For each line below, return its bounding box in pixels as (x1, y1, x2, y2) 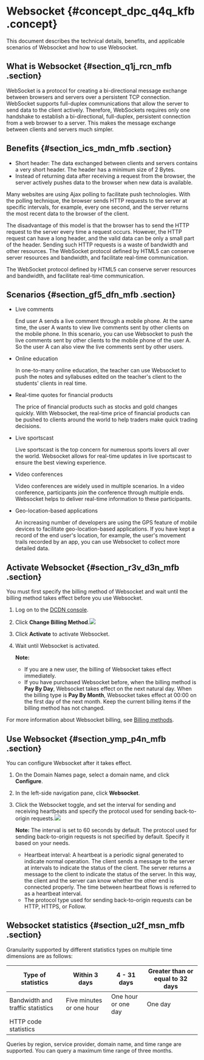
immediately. (24, 672, 56, 679)
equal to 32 (154, 974, 188, 983)
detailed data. (15, 545, 50, 552)
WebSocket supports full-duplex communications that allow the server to (6, 100, 189, 107)
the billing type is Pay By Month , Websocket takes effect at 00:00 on (24, 691, 197, 699)
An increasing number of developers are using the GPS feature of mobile (15, 519, 197, 526)
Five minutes (66, 996, 103, 1004)
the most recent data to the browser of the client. (6, 209, 129, 217)
